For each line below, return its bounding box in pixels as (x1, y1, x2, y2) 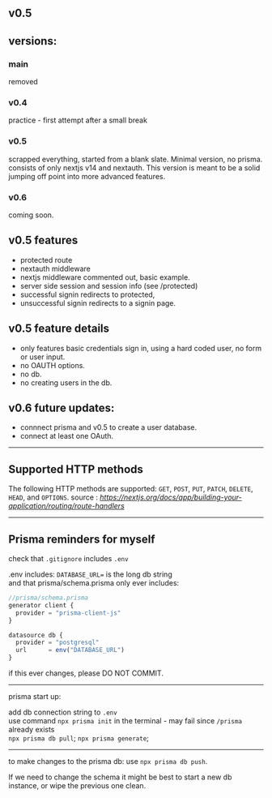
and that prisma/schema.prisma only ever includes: (8, 578, 180, 588)
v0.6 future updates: (8, 401, 115, 414)
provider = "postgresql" (15, 638, 100, 647)
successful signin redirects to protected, (19, 290, 155, 299)
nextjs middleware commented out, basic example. (19, 272, 190, 282)
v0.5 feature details (8, 322, 110, 336)
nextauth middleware (19, 264, 91, 273)
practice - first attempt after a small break (8, 115, 148, 125)
